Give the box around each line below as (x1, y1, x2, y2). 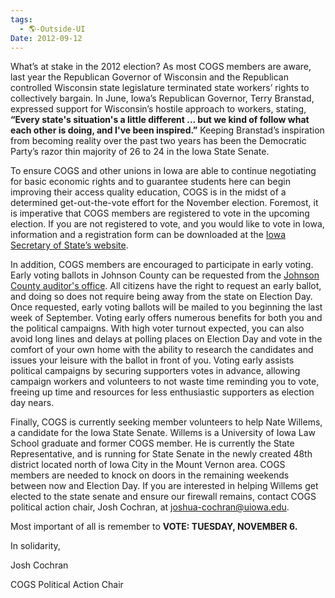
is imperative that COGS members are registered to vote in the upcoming (10, 207, 310, 220)
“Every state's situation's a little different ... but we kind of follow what (10, 114, 310, 126)
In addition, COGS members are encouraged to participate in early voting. (10, 259, 314, 271)
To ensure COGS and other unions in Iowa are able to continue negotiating (10, 165, 317, 177)
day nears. (10, 397, 55, 409)
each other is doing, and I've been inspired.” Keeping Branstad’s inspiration (10, 124, 325, 136)
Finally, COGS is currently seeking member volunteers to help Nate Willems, (10, 416, 323, 428)
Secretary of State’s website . (10, 239, 129, 251)
